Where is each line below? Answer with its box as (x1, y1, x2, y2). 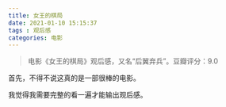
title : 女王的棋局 (8, 11, 63, 20)
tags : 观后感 (8, 26, 52, 34)
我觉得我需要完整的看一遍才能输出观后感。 (8, 90, 147, 100)
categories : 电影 (8, 33, 63, 42)
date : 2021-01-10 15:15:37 (8, 19, 98, 27)
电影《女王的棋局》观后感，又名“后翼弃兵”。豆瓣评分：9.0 (27, 56, 218, 66)
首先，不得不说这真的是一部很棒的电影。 (8, 73, 140, 83)
